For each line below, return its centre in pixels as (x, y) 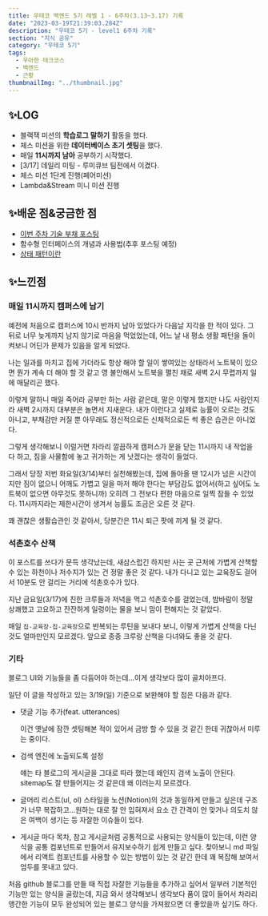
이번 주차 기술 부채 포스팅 (60, 234)
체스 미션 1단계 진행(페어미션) (66, 175)
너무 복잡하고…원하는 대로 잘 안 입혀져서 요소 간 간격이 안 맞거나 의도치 (139, 810)
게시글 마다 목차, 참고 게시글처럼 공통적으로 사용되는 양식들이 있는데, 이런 (134, 837)
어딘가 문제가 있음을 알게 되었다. (80, 345)
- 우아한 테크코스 (40, 61)
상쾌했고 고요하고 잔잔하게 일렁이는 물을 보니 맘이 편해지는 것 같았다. (115, 609)
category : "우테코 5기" (45, 46)
